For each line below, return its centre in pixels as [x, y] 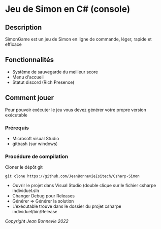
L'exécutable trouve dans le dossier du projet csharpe [67, 206]
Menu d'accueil [28, 77]
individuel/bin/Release [35, 212]
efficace [14, 44]
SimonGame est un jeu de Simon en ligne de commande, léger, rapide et [78, 39]
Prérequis [17, 128]
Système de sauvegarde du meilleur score [55, 72]
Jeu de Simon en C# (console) [68, 9]
